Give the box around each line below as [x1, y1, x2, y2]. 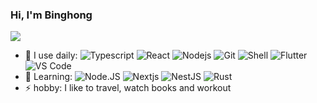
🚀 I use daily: [24, 49, 78, 62]
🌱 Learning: [24, 71, 73, 83]
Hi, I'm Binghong [10, 8, 93, 22]
